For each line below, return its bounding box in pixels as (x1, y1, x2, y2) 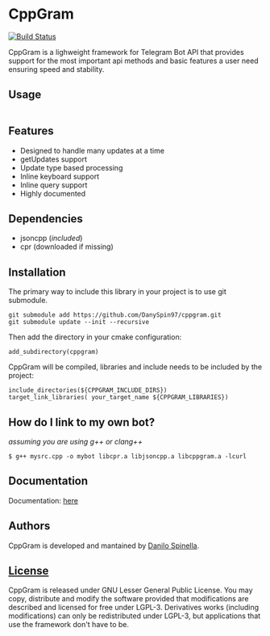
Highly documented (19, 188, 86, 198)
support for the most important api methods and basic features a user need (8, 56, 260, 65)
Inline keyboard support (19, 171, 99, 181)
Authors (8, 519, 51, 533)
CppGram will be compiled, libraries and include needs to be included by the (8, 362, 263, 372)
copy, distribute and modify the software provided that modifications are (8, 594, 249, 604)
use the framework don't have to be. (8, 620, 130, 630)
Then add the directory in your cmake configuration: (8, 332, 182, 342)
